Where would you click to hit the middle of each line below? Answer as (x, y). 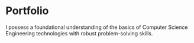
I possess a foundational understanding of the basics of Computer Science (97, 27)
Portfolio (27, 11)
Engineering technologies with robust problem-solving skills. (79, 33)
